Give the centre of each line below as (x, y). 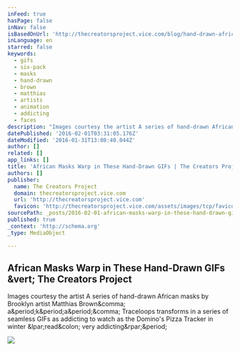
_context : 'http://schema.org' (54, 226)
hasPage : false (30, 21)
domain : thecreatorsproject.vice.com (70, 193)
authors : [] (25, 173)
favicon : (27, 207)
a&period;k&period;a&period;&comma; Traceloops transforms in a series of (118, 312)
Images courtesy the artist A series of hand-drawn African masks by (108, 296)
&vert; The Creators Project (70, 279)
